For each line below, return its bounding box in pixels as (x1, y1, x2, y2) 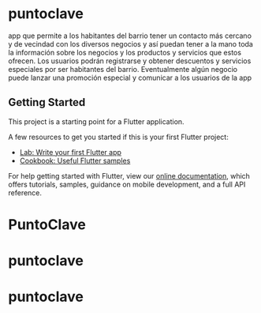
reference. (8, 187, 42, 198)
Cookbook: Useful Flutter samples (19, 156, 131, 165)
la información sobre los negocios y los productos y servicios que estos (8, 47, 242, 57)
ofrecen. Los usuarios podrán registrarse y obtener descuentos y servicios (8, 56, 252, 66)
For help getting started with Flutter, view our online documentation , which (8, 171, 251, 180)
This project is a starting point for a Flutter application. (8, 116, 185, 126)
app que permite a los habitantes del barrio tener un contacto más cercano (8, 31, 252, 40)
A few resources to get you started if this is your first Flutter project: (8, 132, 229, 141)
